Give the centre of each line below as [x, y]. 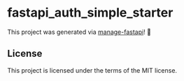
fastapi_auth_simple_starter [90, 13]
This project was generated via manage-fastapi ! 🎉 [79, 32]
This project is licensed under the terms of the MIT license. [92, 70]
